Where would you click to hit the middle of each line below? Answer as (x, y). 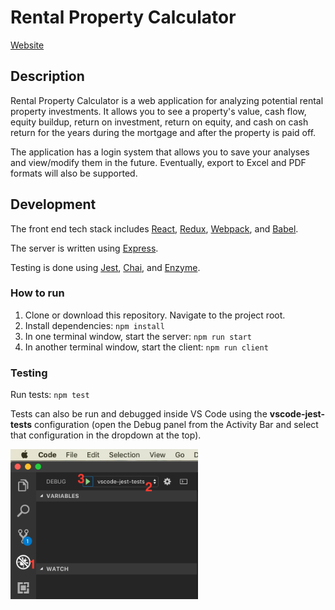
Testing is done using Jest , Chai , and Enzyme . (105, 267)
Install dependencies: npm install (94, 325)
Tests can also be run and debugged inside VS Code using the (139, 414)
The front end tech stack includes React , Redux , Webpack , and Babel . (154, 228)
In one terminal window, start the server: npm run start (138, 336)
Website (27, 45)
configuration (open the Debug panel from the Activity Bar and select (176, 425)
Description (47, 76)
